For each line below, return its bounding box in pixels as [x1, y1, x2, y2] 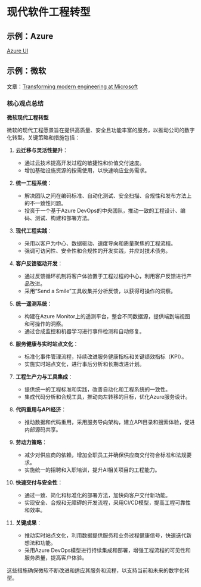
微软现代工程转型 [7, 114, 49, 121]
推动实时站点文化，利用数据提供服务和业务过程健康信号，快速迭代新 [24, 532, 192, 539]
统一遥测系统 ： [15, 300, 52, 308]
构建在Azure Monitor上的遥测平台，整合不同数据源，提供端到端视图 [24, 313, 190, 320]
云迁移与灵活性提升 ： [15, 147, 68, 154]
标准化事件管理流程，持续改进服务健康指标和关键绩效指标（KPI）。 [24, 353, 187, 361]
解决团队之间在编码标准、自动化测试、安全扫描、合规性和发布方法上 [24, 192, 192, 200]
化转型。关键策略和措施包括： [7, 134, 80, 141]
